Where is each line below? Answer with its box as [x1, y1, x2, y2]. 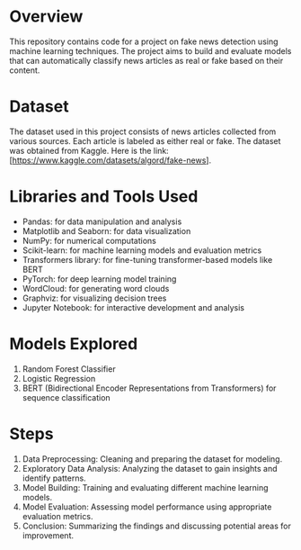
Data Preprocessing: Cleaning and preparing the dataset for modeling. [22, 453, 283, 464]
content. [9, 65, 40, 76]
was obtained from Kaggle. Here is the [9, 145, 152, 156]
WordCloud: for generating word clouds [22, 283, 170, 293]
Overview [9, 6, 84, 27]
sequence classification [22, 392, 111, 402]
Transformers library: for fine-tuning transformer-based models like [22, 254, 273, 265]
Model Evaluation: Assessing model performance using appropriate [22, 501, 272, 512]
